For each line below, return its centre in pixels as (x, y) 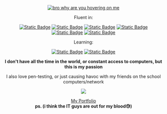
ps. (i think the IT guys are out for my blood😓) (83, 106)
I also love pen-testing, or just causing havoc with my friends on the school (83, 76)
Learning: (83, 42)
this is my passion (83, 67)
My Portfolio (83, 101)
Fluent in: (83, 17)
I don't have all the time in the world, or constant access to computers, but (83, 61)
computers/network (83, 82)
